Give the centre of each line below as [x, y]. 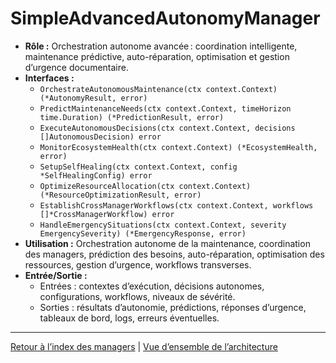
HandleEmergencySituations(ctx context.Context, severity [163, 225]
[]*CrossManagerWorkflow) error [107, 214]
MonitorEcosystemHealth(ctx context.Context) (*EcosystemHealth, [178, 147]
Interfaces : [49, 78]
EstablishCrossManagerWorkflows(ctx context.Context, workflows [176, 205]
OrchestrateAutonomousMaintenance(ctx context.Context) [158, 89]
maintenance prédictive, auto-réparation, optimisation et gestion [157, 56]
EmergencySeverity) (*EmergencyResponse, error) [143, 233]
